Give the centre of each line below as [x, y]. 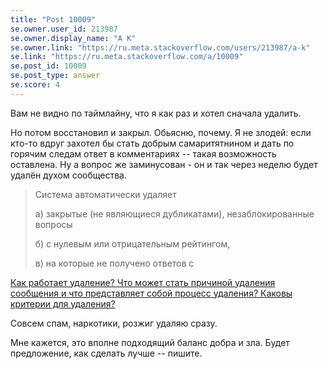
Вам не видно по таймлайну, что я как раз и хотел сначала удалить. [156, 113]
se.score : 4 [35, 85]
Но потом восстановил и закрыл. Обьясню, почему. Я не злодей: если [161, 132]
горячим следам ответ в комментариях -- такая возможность [143, 153]
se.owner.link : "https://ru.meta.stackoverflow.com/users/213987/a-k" [160, 47]
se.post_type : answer [55, 76]
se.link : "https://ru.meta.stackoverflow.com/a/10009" [127, 57]
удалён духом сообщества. [69, 175]
